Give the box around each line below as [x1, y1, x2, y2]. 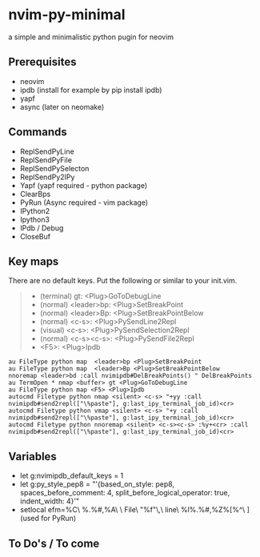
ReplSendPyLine [19, 146, 74, 156]
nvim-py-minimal [8, 6, 126, 24]
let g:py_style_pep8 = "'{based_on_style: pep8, [19, 479, 174, 489]
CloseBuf [19, 231, 50, 241]
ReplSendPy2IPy [19, 172, 75, 182]
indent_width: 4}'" [19, 496, 80, 506]
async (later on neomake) [19, 102, 105, 111]
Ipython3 [19, 214, 50, 224]
